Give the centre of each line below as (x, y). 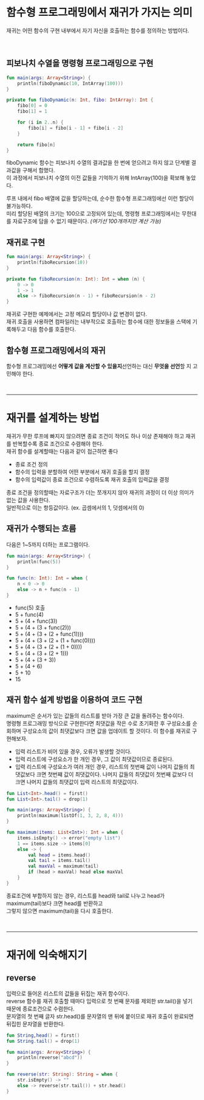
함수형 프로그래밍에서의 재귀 (56, 350)
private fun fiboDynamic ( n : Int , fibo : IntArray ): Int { (80, 100)
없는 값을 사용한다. (28, 500)
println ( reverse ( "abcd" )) (50, 1058)
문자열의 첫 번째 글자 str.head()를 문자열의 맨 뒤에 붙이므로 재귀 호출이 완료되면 (100, 1016)
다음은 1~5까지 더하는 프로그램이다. (48, 544)
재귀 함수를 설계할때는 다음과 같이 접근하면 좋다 (62, 451)
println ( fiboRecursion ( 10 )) (53, 262)
